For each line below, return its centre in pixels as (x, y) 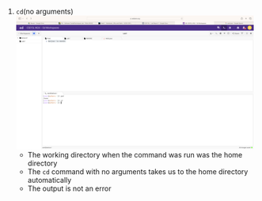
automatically (49, 180)
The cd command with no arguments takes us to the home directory (138, 172)
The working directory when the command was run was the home (135, 155)
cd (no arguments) (44, 11)
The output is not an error (69, 188)
